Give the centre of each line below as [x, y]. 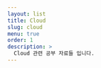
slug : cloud [25, 27]
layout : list [27, 14]
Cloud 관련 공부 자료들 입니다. [54, 54]
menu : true [23, 34]
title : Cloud [27, 21]
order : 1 [20, 40]
